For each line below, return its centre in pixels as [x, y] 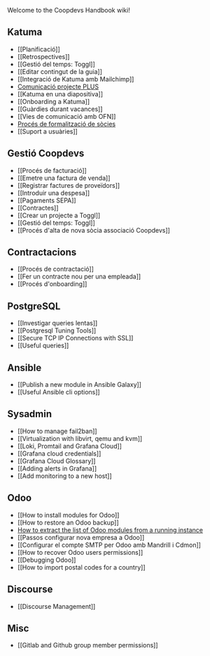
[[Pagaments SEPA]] [47, 200]
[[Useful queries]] [43, 346]
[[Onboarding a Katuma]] [54, 101]
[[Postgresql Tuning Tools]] [57, 330]
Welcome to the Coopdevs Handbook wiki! [69, 10]
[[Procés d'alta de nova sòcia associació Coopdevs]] [93, 230]
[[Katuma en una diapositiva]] [60, 94]
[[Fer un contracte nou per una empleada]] [79, 276]
